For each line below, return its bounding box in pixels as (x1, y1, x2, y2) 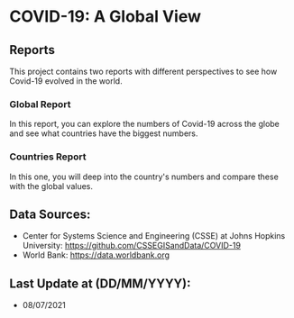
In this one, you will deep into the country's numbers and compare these (9, 171, 280, 182)
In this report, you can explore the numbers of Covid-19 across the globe (9, 119, 280, 130)
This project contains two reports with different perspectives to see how (9, 66, 278, 77)
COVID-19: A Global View (9, 6, 201, 27)
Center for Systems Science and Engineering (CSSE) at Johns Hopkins (22, 231, 286, 241)
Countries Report (9, 150, 87, 163)
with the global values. (9, 180, 93, 191)
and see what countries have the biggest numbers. (9, 128, 198, 139)
